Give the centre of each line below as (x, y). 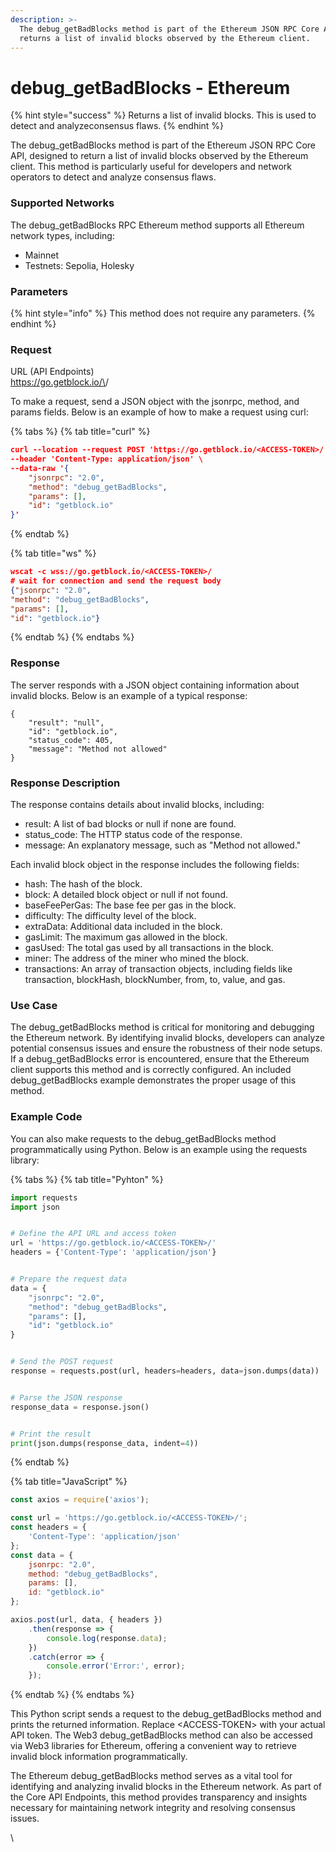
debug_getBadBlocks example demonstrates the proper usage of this (153, 1080)
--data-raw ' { (40, 468)
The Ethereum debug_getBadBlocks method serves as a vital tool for (151, 1776)
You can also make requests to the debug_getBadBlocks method (143, 1138)
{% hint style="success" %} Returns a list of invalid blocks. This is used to (163, 115)
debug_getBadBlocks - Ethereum (150, 87)
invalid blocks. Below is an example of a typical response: (129, 695)
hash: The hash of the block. (83, 884)
